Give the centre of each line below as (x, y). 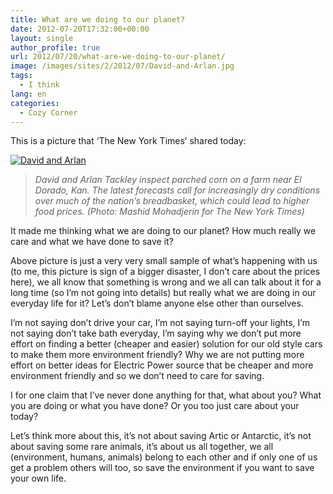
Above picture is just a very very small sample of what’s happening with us (164, 261)
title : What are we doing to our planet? (98, 19)
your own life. (38, 478)
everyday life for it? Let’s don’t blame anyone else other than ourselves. (157, 303)
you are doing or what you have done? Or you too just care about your (155, 406)
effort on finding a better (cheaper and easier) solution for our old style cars (166, 344)
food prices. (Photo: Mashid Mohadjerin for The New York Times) (169, 212)
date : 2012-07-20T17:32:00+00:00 (80, 29)
